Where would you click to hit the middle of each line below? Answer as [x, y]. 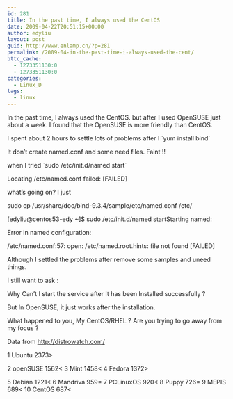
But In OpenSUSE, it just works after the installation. [81, 307]
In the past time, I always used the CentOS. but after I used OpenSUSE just [114, 117]
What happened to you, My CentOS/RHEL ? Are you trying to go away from [115, 321]
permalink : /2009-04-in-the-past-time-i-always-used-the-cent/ [101, 53]
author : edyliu [29, 33]
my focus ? [23, 328]
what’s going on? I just [39, 192]
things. [17, 267]
